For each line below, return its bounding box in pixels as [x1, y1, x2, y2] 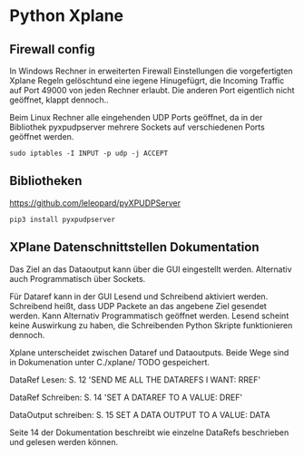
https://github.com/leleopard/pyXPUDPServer [9, 197, 181, 209]
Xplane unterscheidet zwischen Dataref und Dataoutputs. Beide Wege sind [9, 346, 289, 358]
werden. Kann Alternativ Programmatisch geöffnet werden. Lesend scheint [9, 310, 289, 321]
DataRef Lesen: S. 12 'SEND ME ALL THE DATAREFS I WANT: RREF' [9, 374, 261, 385]
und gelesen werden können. [9, 436, 119, 447]
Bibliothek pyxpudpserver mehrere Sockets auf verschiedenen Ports [9, 121, 265, 132]
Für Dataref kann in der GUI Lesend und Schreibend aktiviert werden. [9, 291, 269, 302]
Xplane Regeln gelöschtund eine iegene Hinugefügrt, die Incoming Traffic [9, 75, 285, 86]
